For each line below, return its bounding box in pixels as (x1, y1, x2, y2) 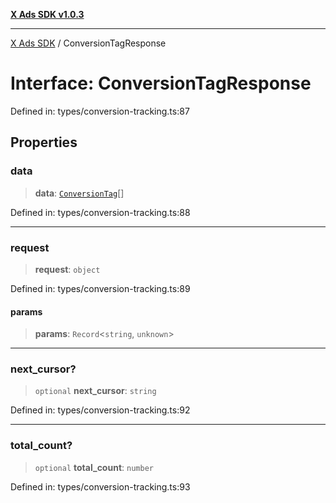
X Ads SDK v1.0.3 (10, 9, 85, 20)
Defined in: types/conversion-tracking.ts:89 (10, 282, 191, 294)
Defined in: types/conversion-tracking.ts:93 (10, 480, 191, 493)
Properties (10, 134, 78, 151)
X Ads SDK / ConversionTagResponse (10, 37, 167, 49)
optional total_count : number (34, 461, 154, 473)
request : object (34, 263, 101, 275)
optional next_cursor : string (34, 385, 157, 397)
